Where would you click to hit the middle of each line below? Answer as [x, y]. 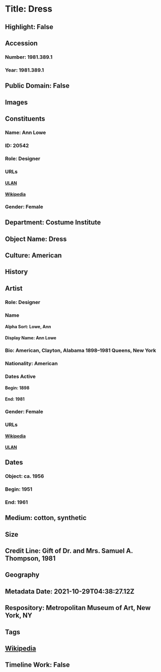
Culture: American [33, 255]
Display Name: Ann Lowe [31, 337]
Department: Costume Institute [53, 222]
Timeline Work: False [37, 665]
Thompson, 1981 [30, 559]
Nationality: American [31, 363]
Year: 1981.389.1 [25, 70]
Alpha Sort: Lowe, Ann [28, 327]
